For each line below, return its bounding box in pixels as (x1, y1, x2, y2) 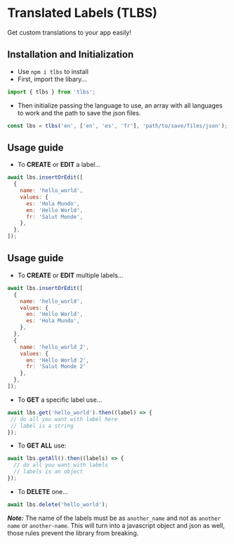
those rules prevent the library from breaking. (7, 529, 139, 537)
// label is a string (10, 422, 74, 429)
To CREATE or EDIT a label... (17, 160, 100, 169)
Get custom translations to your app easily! (7, 28, 131, 37)
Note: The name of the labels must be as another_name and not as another (7, 514, 221, 522)
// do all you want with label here (10, 415, 118, 423)
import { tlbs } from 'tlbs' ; (7, 88, 96, 96)
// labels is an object (13, 468, 83, 476)
